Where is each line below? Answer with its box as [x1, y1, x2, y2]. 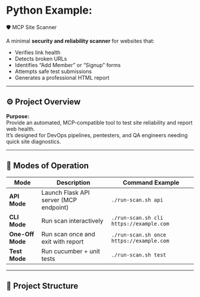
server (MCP [41, 195, 77, 204]
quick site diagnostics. [6, 138, 61, 145]
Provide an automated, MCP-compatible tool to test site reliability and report [6, 119, 193, 126]
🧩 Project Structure [6, 280, 79, 291]
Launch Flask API [41, 188, 90, 197]
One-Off [9, 230, 35, 238]
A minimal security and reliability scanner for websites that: [6, 37, 155, 45]
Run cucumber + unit [41, 247, 100, 255]
